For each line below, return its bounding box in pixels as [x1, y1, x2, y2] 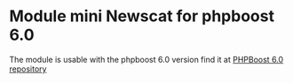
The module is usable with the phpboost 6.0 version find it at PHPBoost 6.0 [9, 54, 284, 64]
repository [9, 64, 47, 74]
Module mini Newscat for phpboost [9, 6, 275, 26]
